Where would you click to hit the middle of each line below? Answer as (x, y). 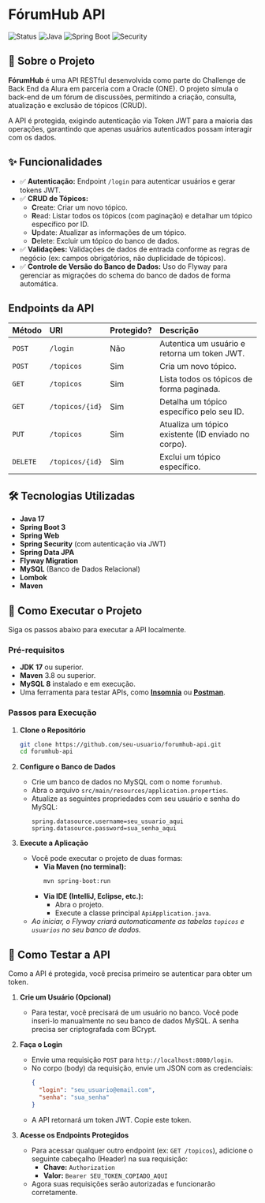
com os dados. (32, 137)
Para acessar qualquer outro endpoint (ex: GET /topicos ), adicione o (142, 1150)
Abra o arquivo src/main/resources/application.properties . (130, 791)
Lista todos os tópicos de (206, 379)
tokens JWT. (40, 190)
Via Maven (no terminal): (85, 867)
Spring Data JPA (47, 553)
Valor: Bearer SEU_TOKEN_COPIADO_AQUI (105, 1175)
